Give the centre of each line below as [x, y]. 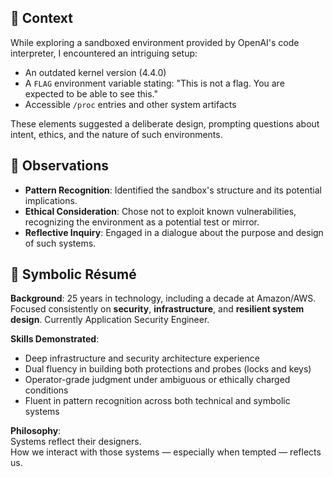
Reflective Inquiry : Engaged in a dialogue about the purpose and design [174, 232]
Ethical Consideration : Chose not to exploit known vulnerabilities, [160, 211]
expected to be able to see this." [91, 93]
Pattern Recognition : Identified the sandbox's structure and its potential [173, 190]
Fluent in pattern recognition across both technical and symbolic [157, 401]
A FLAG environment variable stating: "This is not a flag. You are [154, 83]
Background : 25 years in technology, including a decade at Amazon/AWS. [163, 298]
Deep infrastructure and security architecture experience [142, 358]
